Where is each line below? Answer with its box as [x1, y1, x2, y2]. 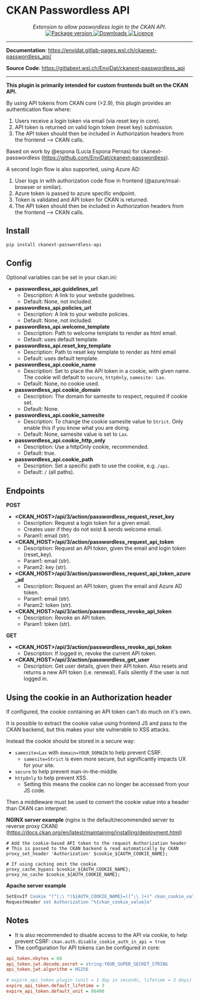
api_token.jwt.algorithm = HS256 [6, 967, 89, 973]
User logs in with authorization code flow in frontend [14, 177, 143, 184]
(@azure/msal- [144, 177, 181, 184]
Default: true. [23, 449, 56, 457]
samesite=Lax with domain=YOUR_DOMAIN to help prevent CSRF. [14, 749, 163, 756]
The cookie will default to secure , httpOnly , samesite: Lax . [23, 374, 166, 381]
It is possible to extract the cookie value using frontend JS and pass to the [6, 720, 188, 727]
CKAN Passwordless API [6, 4, 130, 17]
